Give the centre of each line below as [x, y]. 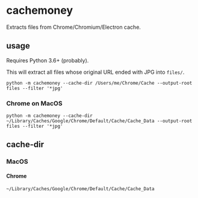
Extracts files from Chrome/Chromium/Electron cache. [74, 27]
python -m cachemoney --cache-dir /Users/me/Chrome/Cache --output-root [99, 83]
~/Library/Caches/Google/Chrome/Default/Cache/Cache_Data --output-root [99, 121]
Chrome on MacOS [34, 103]
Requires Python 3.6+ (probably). [48, 60]
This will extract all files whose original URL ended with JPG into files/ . [95, 72]
